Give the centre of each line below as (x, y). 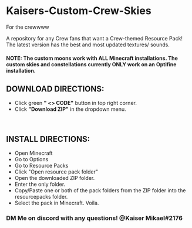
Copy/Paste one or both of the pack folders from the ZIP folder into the (100, 190)
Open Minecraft (33, 153)
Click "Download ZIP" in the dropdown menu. (70, 109)
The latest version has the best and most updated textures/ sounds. (88, 45)
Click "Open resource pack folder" (56, 172)
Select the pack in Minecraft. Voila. (57, 203)
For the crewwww (28, 27)
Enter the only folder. (40, 184)
